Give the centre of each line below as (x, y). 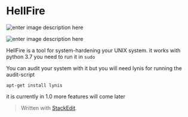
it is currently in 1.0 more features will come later (66, 96)
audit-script (21, 74)
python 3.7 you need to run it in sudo (51, 56)
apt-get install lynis (34, 85)
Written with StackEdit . (49, 107)
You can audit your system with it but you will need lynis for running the (94, 68)
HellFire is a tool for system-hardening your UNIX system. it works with (93, 50)
